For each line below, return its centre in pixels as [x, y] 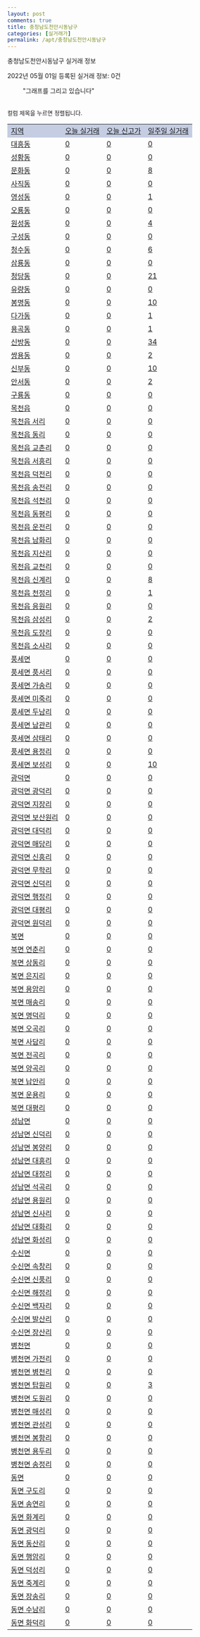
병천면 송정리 [31, 1464]
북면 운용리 [28, 1095]
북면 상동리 [28, 963]
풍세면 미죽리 [31, 699]
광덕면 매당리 [31, 844]
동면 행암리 [28, 1557]
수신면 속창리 [31, 1267]
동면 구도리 [28, 1491]
